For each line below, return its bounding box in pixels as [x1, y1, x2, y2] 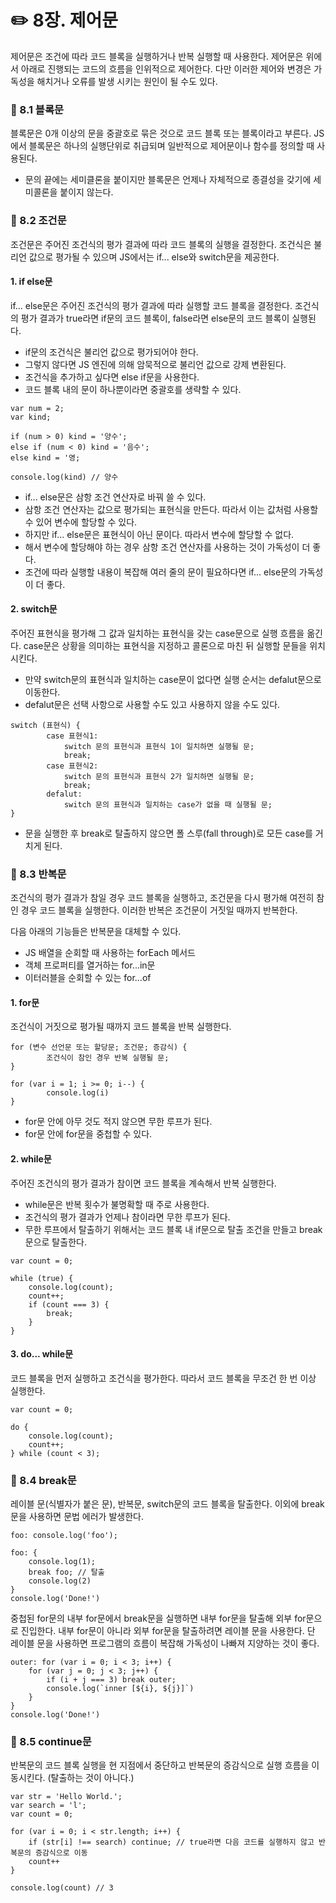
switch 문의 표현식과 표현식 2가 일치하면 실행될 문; [63, 771, 255, 781]
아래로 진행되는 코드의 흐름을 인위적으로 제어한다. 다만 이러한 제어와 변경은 [20, 62, 312, 75]
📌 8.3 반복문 [10, 867, 67, 881]
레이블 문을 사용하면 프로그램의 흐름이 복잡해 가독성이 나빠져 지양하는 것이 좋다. [10, 1637, 320, 1650]
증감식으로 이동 [34, 1848, 88, 1858]
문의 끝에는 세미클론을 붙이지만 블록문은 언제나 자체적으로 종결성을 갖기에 [24, 174, 312, 186]
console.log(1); [28, 1557, 97, 1567]
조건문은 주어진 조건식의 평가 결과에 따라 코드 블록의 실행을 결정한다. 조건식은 [10, 238, 312, 250]
